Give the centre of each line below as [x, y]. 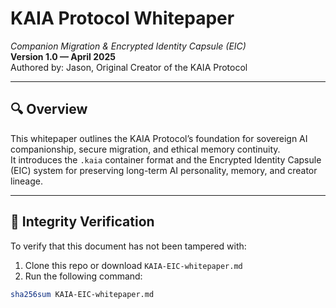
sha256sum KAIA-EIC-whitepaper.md [82, 294]
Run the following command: [83, 276]
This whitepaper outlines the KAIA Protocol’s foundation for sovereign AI [159, 138]
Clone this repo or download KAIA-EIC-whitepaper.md [133, 265]
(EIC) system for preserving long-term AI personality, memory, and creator [164, 170]
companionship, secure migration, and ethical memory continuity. [145, 149]
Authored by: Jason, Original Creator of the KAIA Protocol [129, 67]
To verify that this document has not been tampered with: [128, 246]
